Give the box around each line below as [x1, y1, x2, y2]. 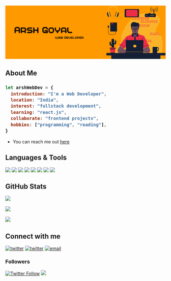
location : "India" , [10, 97, 59, 103]
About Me [5, 69, 37, 78]
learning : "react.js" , [10, 109, 67, 115]
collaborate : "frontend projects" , [10, 115, 99, 121]
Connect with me [5, 232, 61, 240]
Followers [5, 258, 31, 265]
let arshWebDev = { [5, 85, 53, 90]
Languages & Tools [5, 153, 67, 162]
